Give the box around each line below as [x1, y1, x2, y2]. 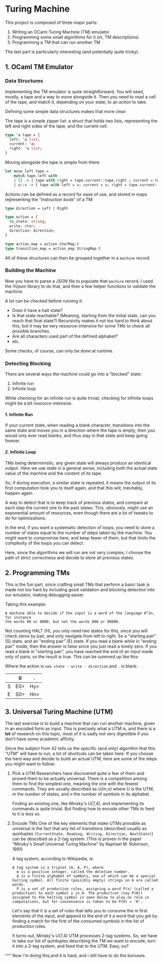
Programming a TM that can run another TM [12, 39, 100, 45]
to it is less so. [12, 811, 41, 817]
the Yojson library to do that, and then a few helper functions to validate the [5, 283, 156, 289]
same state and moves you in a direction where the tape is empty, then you [5, 427, 155, 433]
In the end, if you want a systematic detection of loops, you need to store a [5, 524, 155, 530]
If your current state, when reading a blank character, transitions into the [5, 423, 150, 428]
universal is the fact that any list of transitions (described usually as [12, 826, 147, 831]
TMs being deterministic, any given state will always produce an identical [5, 460, 151, 466]
